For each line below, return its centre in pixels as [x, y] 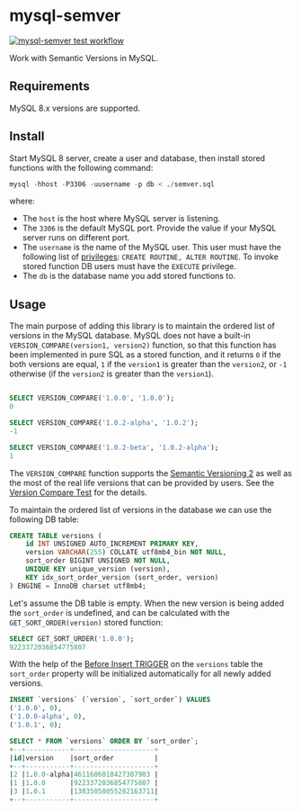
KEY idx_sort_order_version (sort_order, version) [122, 577]
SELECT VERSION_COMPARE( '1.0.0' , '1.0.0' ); [92, 398]
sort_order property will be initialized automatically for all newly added [140, 674]
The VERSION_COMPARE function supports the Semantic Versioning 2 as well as [150, 473]
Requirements [49, 86]
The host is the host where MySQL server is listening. [121, 219]
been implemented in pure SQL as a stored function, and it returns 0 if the [145, 355]
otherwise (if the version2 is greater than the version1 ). [111, 374]
